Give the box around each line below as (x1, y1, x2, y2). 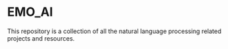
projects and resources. (7, 34, 75, 42)
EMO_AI (7, 4, 53, 20)
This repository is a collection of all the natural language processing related (7, 27, 222, 35)
